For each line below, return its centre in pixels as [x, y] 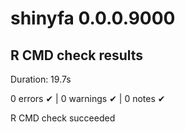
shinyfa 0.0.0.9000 [93, 18]
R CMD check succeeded [63, 118]
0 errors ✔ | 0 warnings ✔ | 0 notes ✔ [88, 98]
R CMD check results [77, 55]
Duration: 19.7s [41, 79]
